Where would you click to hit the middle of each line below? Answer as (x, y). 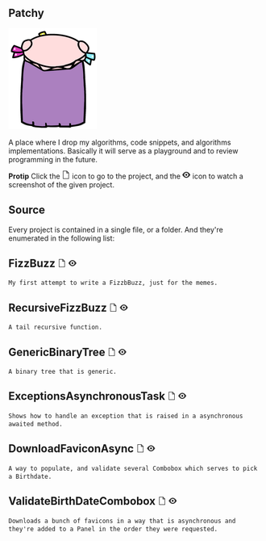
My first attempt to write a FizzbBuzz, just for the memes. (113, 283)
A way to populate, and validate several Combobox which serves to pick (133, 468)
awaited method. (35, 424)
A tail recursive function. (56, 327)
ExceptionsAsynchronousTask (87, 396)
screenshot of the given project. (62, 184)
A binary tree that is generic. (62, 372)
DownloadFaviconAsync (71, 449)
